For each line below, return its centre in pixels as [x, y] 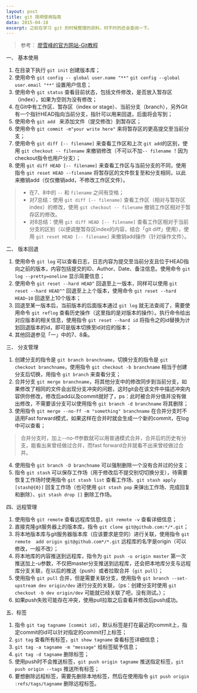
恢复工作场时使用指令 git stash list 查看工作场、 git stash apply [95, 480]
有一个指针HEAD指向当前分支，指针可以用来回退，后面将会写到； [94, 114]
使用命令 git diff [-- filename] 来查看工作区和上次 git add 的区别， [98, 144]
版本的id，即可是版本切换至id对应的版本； [81, 327]
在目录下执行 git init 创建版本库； [57, 70]
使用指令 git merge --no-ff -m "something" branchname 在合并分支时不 [101, 411]
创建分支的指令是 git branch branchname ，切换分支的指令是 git [91, 360]
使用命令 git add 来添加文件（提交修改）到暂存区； [78, 121]
